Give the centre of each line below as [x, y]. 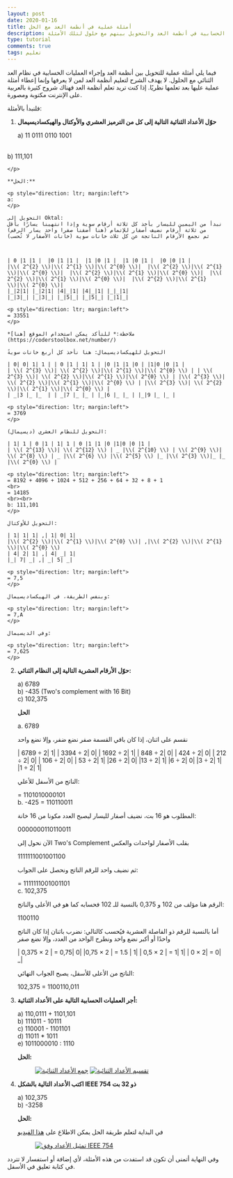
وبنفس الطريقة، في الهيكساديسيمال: [59, 596]
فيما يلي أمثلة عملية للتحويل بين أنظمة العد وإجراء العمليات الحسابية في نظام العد [112, 72]
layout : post [26, 14]
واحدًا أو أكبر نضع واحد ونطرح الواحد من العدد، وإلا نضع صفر [94, 939]
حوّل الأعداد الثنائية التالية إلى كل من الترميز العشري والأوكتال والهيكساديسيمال [117, 121]
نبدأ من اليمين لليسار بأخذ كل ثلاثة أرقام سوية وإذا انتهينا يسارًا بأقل [115, 224]
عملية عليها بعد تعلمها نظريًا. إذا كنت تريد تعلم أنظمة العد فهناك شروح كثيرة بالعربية [113, 87]
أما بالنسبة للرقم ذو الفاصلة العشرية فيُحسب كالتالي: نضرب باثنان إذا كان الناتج [118, 931]
